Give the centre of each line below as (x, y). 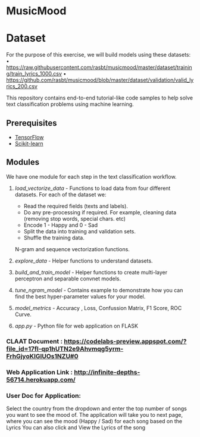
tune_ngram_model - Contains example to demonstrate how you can (99, 290)
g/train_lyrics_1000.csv (34, 74)
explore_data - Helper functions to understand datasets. (84, 261)
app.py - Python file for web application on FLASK (76, 326)
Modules (23, 162)
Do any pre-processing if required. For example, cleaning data (100, 212)
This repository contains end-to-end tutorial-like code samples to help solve (100, 98)
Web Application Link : (40, 372)
